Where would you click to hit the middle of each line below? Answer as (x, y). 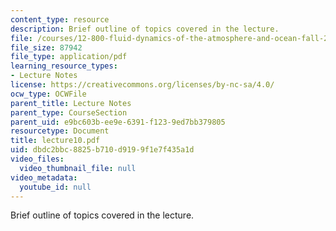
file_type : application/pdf (69, 57)
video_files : (37, 159)
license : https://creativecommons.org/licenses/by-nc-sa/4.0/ (142, 85)
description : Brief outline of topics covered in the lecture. (145, 29)
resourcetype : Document (60, 131)
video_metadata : (44, 177)
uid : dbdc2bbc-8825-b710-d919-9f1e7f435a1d (102, 150)
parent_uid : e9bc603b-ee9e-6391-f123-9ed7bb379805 (118, 122)
